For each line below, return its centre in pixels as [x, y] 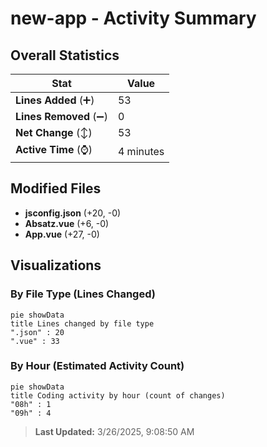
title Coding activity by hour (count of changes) [118, 395]
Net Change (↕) [54, 132]
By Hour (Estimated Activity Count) [97, 366]
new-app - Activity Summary [133, 18]
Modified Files [56, 188]
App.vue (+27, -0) [62, 234]
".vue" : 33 [35, 341]
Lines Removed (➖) [61, 116]
